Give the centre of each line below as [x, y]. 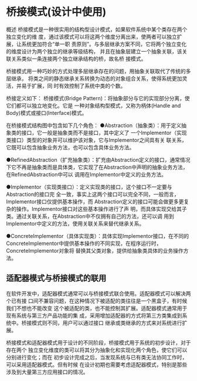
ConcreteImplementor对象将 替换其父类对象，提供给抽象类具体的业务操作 [95, 250]
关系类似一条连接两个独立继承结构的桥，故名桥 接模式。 [79, 59]
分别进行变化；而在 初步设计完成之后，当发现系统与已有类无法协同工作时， [97, 357]
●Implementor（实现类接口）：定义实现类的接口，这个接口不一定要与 [89, 187]
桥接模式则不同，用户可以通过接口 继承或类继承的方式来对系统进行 [102, 322]
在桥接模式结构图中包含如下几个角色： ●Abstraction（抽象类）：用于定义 [94, 125]
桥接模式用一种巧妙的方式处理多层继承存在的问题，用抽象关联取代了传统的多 [98, 71]
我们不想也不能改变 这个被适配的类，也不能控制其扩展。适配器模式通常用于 [97, 308]
